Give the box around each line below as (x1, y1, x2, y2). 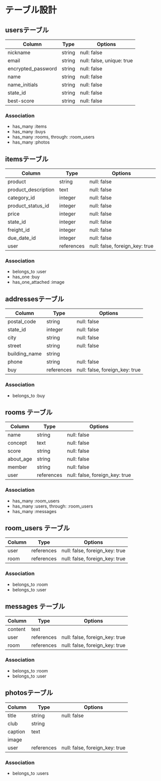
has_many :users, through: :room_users (12, 503, 93, 509)
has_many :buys (12, 129, 46, 135)
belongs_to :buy (12, 392, 46, 399)
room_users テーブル (5, 524, 70, 532)
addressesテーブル (5, 295, 64, 303)
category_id (7, 194, 35, 201)
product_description (7, 186, 54, 193)
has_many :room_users (12, 498, 60, 504)
